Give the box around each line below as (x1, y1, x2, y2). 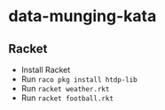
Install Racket (20, 64, 71, 75)
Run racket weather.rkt (20, 84, 110, 93)
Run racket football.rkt (20, 92, 114, 103)
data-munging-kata (8, 6, 157, 26)
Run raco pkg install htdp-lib (20, 74, 138, 84)
